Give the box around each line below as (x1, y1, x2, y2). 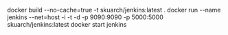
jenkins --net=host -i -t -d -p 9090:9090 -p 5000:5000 (7, 13, 163, 21)
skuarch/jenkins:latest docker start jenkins (7, 21, 127, 28)
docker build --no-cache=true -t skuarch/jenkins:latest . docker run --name (7, 6, 221, 14)
